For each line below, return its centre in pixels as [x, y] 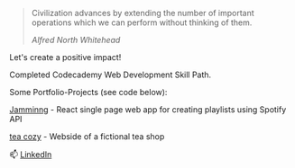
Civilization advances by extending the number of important [143, 13]
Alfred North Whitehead [76, 40]
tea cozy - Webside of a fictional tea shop [87, 137]
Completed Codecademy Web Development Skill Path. [111, 75]
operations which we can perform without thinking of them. [142, 22]
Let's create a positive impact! [65, 57]
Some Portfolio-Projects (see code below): [88, 92]
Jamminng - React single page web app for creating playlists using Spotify [148, 110]
